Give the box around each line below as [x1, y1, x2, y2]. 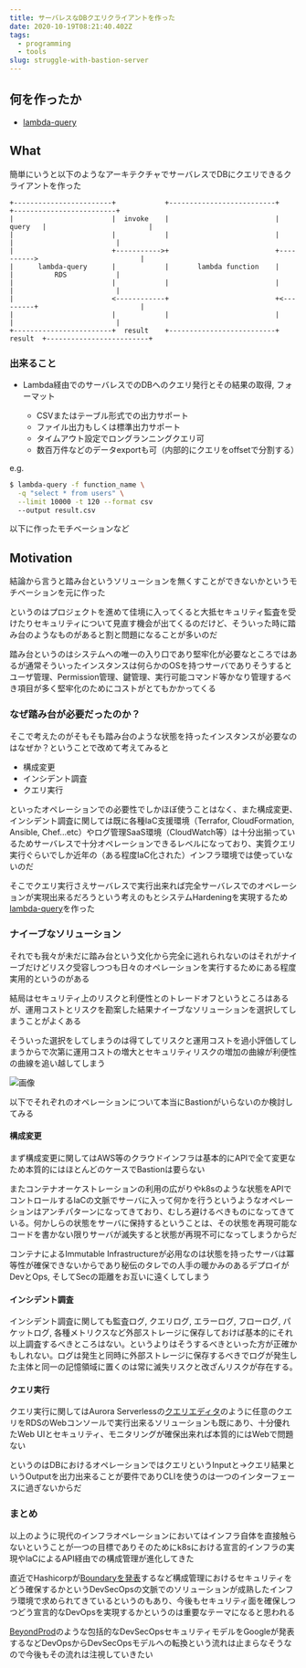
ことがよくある [25, 1015, 82, 1026]
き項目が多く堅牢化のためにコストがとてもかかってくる [9, 683, 216, 694]
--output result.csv [17, 506, 96, 515]
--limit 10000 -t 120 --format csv [17, 497, 153, 507]
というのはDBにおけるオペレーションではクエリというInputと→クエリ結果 [9, 1460, 288, 1471]
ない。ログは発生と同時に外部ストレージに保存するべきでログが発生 [33, 1350, 290, 1361]
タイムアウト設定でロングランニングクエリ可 [36, 433, 206, 444]
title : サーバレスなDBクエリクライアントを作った [9, 13, 175, 23]
